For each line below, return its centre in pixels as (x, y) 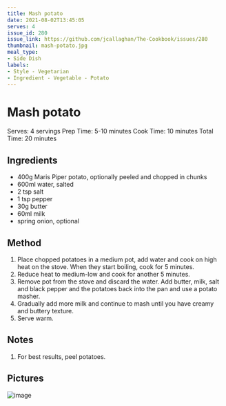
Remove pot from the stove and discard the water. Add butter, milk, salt (118, 282)
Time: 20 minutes (32, 138)
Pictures (25, 379)
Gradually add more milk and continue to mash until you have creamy (115, 303)
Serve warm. (35, 318)
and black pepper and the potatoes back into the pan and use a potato (117, 288)
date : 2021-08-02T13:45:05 (46, 20)
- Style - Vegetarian (38, 71)
